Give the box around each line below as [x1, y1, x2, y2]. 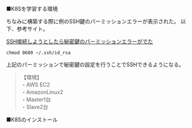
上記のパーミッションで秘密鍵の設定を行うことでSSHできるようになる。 [6, 61, 184, 68]
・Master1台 [20, 96, 51, 103]
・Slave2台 [20, 104, 49, 110]
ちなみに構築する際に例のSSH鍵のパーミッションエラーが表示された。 [6, 18, 179, 25]
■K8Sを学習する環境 [6, 5, 58, 12]
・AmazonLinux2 [20, 89, 63, 95]
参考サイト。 [16, 26, 48, 32]
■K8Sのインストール [6, 116, 58, 123]
